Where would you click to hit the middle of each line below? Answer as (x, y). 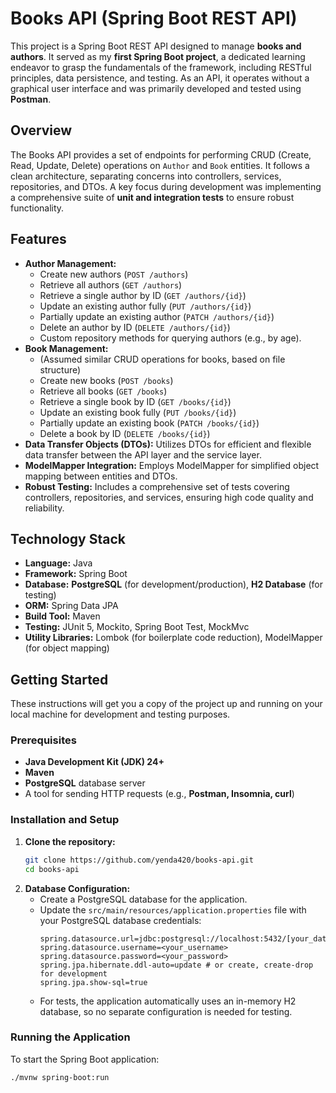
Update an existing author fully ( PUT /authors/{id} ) (145, 306)
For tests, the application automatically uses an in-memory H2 (168, 1001)
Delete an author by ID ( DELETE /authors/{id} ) (135, 327)
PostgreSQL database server (85, 783)
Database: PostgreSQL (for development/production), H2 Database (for (173, 584)
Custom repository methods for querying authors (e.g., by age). (170, 338)
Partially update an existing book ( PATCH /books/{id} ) (149, 423)
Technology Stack (68, 538)
